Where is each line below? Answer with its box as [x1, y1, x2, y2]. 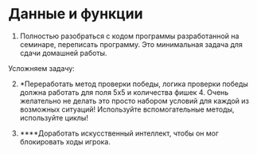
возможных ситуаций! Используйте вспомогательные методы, [19, 105, 235, 114]
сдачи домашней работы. [19, 48, 107, 57]
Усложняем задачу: [8, 63, 76, 73]
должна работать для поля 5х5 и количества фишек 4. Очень [19, 87, 229, 97]
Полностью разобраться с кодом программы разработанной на [19, 31, 239, 41]
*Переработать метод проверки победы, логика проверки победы [19, 79, 249, 89]
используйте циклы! [19, 113, 89, 122]
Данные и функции [8, 5, 143, 23]
